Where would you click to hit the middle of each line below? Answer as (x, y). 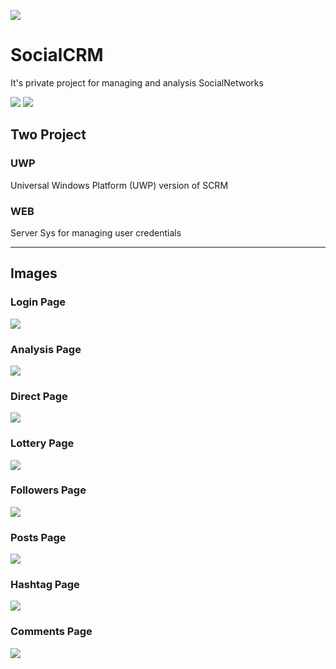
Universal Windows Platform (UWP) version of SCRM (119, 185)
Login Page (38, 302)
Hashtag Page (45, 585)
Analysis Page (46, 349)
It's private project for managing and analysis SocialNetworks (137, 82)
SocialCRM (57, 55)
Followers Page (48, 490)
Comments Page (51, 632)
